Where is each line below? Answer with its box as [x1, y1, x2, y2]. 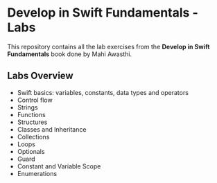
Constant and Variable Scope [17, 162, 101, 171]
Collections [17, 132, 50, 141]
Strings [17, 103, 38, 112]
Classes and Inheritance [17, 125, 87, 133]
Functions [17, 110, 46, 119]
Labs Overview [7, 70, 74, 82]
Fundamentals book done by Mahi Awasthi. [7, 50, 132, 58]
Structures [17, 118, 48, 126]
